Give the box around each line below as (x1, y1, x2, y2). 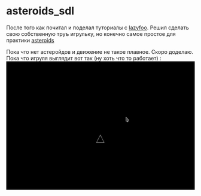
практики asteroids (6, 36, 54, 44)
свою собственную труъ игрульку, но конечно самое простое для (6, 30, 176, 37)
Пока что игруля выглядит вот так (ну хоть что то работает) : (6, 54, 162, 62)
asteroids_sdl (6, 4, 75, 18)
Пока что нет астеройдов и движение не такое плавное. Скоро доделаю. (6, 48, 193, 55)
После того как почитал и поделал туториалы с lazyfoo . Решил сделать (6, 24, 190, 31)
